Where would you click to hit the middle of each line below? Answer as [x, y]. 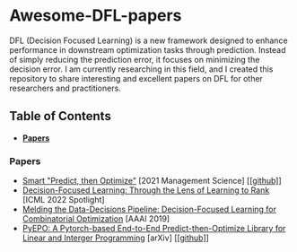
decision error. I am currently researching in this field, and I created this [141, 69]
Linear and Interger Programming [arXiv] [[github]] [115, 238]
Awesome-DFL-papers [96, 16]
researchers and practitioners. [65, 88]
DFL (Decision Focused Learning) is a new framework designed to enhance [149, 40]
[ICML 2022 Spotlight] [63, 200]
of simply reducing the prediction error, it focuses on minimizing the [135, 59]
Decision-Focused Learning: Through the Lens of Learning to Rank [146, 190]
